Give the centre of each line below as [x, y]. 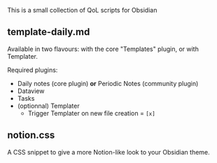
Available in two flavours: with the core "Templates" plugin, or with [103, 49]
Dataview [31, 91]
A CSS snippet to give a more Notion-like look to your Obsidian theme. [108, 152]
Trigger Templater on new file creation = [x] [91, 113]
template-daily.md [49, 32]
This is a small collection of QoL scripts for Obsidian [82, 10]
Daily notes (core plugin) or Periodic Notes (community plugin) [108, 83]
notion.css [31, 135]
